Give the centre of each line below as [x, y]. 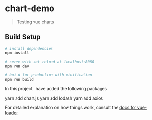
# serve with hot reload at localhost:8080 [50, 62]
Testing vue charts [35, 22]
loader [11, 113]
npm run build [19, 80]
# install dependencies [29, 48]
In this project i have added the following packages [56, 89]
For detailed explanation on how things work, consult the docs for [71, 108]
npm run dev [17, 66]
